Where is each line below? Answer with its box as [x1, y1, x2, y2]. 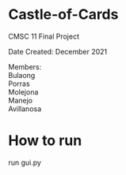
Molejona [8, 87, 39, 96]
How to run [8, 132, 82, 150]
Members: [8, 61, 42, 72]
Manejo [8, 95, 33, 105]
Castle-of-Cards [8, 6, 119, 24]
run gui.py [8, 158, 42, 167]
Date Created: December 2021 [8, 47, 108, 56]
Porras [8, 79, 30, 88]
